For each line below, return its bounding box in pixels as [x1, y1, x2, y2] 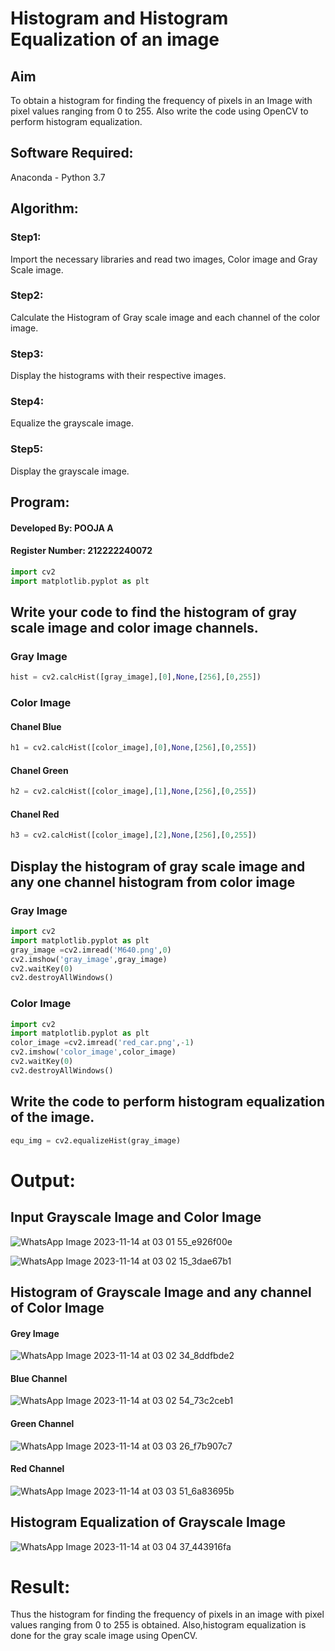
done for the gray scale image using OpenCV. [10, 1630, 198, 1642]
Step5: [10, 442, 44, 456]
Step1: [10, 230, 42, 244]
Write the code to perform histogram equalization [10, 1093, 326, 1111]
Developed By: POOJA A [10, 522, 114, 534]
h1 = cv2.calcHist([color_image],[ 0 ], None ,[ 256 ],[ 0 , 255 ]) [10, 743, 257, 753]
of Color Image [10, 1299, 105, 1316]
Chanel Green [10, 764, 69, 776]
